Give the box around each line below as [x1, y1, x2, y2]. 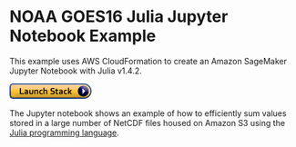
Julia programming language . [9, 127, 120, 138]
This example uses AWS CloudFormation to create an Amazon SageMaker [9, 55, 288, 66]
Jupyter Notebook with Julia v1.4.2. [9, 65, 143, 76]
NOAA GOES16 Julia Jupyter [9, 6, 229, 27]
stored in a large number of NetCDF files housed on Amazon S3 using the [9, 117, 285, 128]
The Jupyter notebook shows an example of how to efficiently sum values [9, 107, 287, 119]
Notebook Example [9, 25, 157, 46]
